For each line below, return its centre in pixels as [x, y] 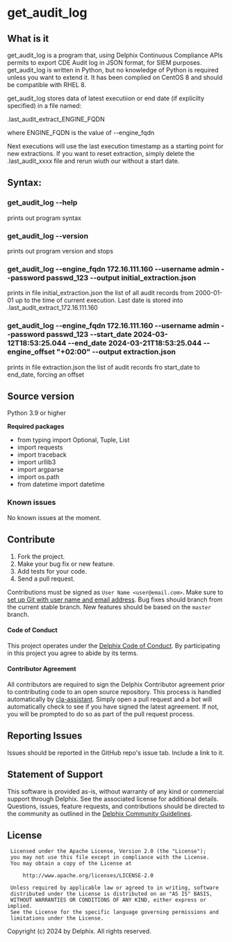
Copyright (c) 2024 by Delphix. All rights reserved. [79, 932]
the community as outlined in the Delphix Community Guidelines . [100, 813]
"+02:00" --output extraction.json [116, 352]
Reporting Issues [45, 736]
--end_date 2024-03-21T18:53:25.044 [135, 343]
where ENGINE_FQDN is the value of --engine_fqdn [81, 133]
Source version [41, 396]
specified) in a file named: [44, 105]
